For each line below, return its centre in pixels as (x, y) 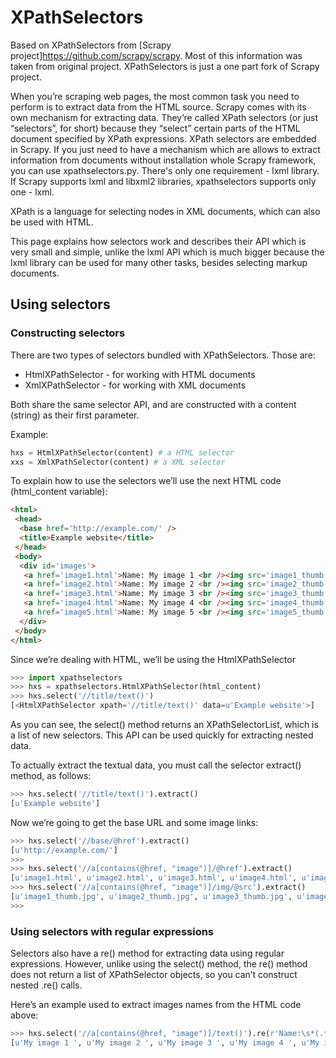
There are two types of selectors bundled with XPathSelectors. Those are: (163, 355)
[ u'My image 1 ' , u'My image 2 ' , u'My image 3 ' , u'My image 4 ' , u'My (165, 1042)
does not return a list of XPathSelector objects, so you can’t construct (154, 975)
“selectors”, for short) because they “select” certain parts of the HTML (155, 128)
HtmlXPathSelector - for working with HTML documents (140, 374)
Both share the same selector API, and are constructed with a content (153, 404)
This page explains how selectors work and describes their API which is (158, 241)
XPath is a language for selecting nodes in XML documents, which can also (165, 211)
